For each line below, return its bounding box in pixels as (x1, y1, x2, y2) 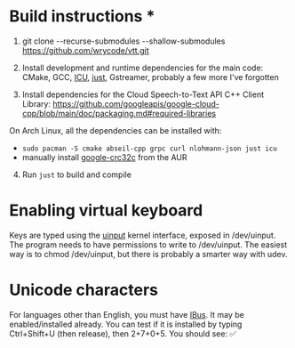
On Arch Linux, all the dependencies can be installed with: (9, 125, 222, 135)
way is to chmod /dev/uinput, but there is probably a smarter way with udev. (9, 248, 288, 259)
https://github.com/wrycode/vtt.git (21, 45, 149, 55)
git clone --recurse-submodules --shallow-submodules (21, 36, 226, 46)
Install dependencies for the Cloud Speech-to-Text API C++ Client (21, 89, 265, 100)
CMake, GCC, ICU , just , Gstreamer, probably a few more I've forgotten (21, 71, 280, 82)
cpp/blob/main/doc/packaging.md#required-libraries (21, 108, 216, 118)
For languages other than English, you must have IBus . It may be (9, 309, 244, 320)
